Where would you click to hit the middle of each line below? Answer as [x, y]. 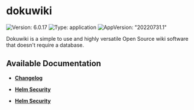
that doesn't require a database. [45, 45]
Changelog [29, 77]
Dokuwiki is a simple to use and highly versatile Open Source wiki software [97, 38]
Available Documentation [54, 64]
